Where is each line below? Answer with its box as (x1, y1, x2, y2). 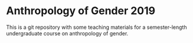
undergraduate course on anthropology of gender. (6, 29, 129, 37)
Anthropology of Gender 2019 (6, 4, 155, 18)
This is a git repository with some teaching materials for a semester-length (6, 24, 187, 31)
